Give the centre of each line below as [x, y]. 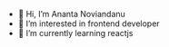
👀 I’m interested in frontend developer [89, 23]
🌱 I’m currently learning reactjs [75, 33]
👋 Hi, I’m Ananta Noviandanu [71, 14]
